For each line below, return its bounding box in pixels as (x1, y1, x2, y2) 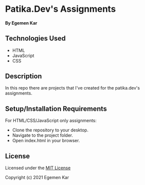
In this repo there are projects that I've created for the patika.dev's (5, 85, 140, 91)
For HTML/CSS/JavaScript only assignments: (5, 118, 97, 123)
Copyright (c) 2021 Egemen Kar (5, 175, 69, 181)
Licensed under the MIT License (5, 165, 71, 171)
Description (5, 72, 42, 80)
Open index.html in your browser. (12, 138, 80, 144)
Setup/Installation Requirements (5, 104, 107, 113)
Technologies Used (5, 34, 66, 43)
